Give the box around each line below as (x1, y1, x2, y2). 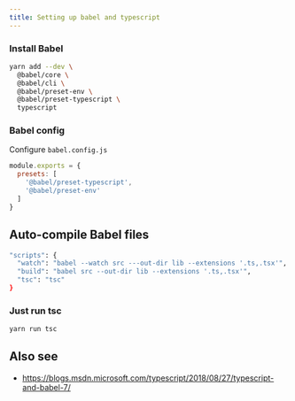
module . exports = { (9, 161, 82, 171)
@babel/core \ (17, 70, 69, 80)
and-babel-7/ (21, 382, 71, 392)
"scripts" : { (9, 251, 58, 259)
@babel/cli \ (17, 79, 66, 88)
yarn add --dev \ (9, 62, 74, 71)
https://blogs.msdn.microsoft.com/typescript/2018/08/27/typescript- (21, 373, 275, 383)
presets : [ (17, 170, 58, 179)
